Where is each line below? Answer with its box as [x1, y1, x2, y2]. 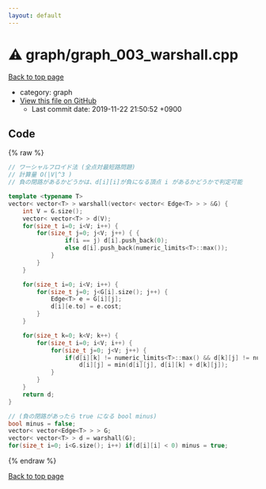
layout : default [8, 11, 62, 20]
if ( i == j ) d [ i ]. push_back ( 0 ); [64, 237, 169, 245]
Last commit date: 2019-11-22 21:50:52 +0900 [31, 104, 182, 113]
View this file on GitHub [19, 96, 97, 105]
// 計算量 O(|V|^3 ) [8, 171, 73, 179]
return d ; [22, 390, 55, 399]
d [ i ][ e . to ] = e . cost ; [50, 303, 123, 311]
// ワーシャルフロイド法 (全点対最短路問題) [8, 163, 136, 171]
